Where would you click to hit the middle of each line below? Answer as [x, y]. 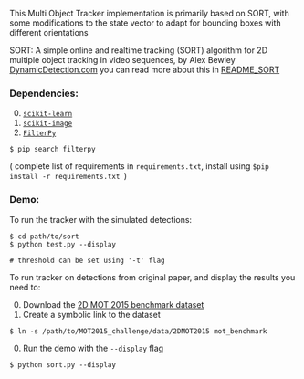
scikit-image [47, 124]
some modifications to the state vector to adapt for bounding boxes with [145, 23]
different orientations [49, 32]
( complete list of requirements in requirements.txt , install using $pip [139, 166]
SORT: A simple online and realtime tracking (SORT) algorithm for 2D [139, 50]
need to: [25, 287]
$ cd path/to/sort [44, 237]
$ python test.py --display [63, 244]
